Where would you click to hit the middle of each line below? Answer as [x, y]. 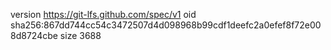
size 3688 [80, 35]
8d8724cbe [34, 35]
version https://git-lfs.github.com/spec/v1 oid [103, 14]
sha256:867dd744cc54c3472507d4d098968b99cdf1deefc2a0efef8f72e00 [166, 25]
